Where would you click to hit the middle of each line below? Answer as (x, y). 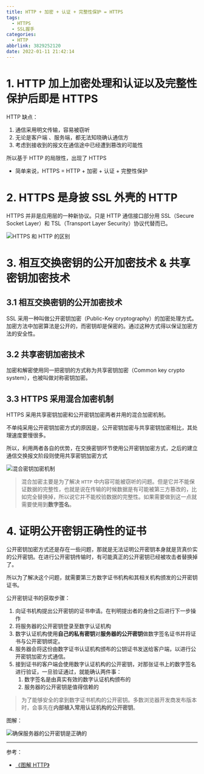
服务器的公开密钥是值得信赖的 (61, 687)
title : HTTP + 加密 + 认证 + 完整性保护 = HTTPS (65, 12)
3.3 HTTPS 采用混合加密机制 (60, 399)
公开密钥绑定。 (45, 641)
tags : (13, 18)
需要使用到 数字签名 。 (48, 504)
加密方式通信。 (50, 657)
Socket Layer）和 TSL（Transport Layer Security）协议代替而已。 (89, 223)
